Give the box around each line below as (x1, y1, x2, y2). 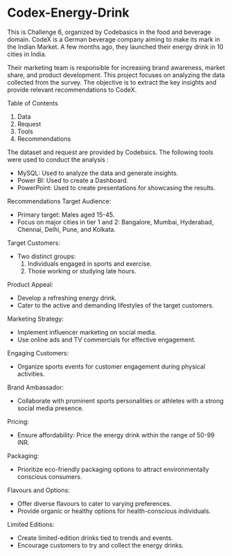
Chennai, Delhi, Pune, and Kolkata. (17, 225, 116, 233)
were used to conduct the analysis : (7, 155, 109, 164)
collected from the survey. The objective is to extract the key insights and (7, 78, 217, 86)
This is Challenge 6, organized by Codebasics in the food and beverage (7, 28, 211, 36)
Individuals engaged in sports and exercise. (27, 259, 152, 268)
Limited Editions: (7, 520, 55, 528)
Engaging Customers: (7, 348, 69, 357)
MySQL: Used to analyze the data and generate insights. (17, 169, 179, 177)
